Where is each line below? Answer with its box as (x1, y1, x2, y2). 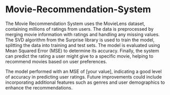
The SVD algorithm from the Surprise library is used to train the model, (5, 37, 155, 43)
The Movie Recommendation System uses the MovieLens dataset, (5, 20, 145, 27)
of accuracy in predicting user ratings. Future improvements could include (5, 74, 162, 80)
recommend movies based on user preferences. (5, 58, 107, 64)
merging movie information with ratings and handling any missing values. (5, 31, 160, 37)
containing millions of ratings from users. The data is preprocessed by (5, 26, 154, 32)
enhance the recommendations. (5, 84, 73, 90)
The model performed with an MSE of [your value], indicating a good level (5, 68, 162, 75)
